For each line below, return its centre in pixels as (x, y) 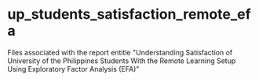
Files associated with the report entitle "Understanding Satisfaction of (120, 52)
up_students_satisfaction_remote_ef (129, 14)
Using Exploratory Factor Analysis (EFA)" (73, 69)
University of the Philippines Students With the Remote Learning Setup (122, 61)
